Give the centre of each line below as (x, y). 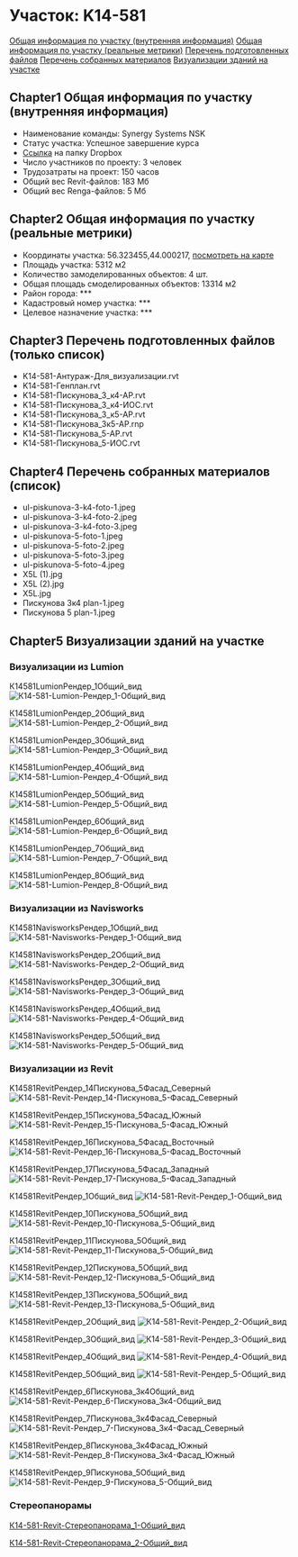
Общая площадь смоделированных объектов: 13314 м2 (129, 284)
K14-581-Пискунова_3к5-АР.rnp (83, 424)
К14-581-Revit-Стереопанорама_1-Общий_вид (98, 1525)
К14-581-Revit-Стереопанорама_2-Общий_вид (99, 1543)
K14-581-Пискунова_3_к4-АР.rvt (84, 395)
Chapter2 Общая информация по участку (132, 219)
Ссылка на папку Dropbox (72, 152)
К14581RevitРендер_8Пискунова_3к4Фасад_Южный (109, 1445)
